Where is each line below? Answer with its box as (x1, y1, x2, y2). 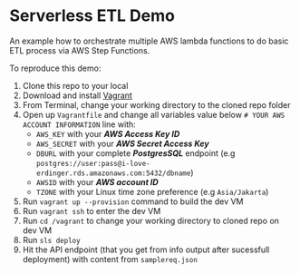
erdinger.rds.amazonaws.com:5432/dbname (35, 169, 191, 178)
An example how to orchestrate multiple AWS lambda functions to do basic (9, 35, 289, 46)
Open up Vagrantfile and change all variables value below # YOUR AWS (22, 109, 285, 120)
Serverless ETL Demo (9, 5, 175, 26)
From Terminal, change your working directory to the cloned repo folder (22, 99, 291, 110)
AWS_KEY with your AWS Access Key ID (35, 128, 180, 139)
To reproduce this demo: (9, 63, 102, 73)
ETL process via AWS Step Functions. (9, 44, 150, 55)
